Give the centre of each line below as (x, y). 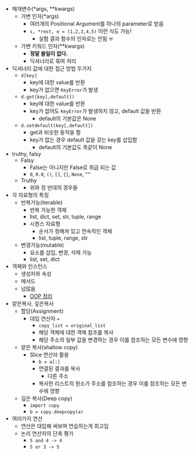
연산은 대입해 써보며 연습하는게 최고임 (65, 426)
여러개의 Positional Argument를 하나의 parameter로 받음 (97, 24)
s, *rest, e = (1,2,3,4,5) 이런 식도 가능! (81, 31)
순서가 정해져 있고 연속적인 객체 (75, 231)
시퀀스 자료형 (45, 224)
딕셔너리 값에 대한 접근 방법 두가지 (52, 68)
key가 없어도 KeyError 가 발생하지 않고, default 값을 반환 (95, 111)
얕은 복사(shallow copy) (49, 347)
